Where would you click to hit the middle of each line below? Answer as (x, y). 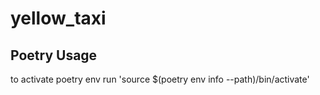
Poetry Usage (54, 55)
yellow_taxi (58, 18)
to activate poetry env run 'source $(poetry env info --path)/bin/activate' (160, 79)
